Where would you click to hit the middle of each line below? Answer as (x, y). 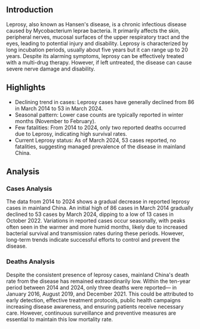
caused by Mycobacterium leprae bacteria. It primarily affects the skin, (93, 31)
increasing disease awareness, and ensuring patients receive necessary (95, 306)
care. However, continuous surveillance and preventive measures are (91, 313)
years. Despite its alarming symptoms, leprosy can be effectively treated (95, 56)
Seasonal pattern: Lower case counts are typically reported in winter (99, 115)
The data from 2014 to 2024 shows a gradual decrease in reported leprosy (98, 202)
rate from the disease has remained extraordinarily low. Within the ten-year (99, 281)
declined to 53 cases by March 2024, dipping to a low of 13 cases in (90, 214)
